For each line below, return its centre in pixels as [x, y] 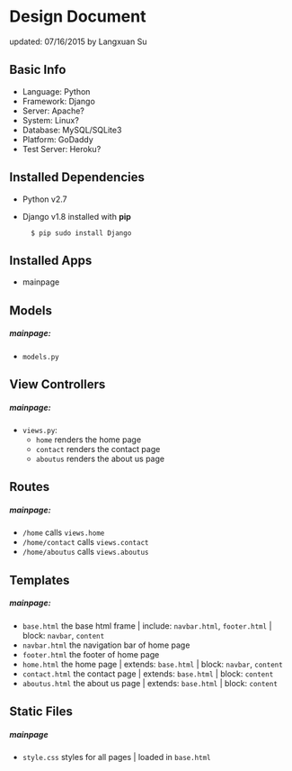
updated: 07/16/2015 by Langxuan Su [78, 41]
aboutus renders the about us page [100, 459]
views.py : [40, 431]
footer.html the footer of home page [91, 654]
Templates [40, 580]
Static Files [41, 712]
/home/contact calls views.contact [85, 542]
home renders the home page [88, 440]
